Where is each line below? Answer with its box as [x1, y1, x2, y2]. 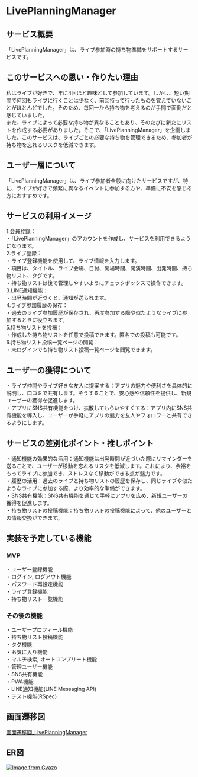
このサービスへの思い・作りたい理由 [6, 72, 138, 82]
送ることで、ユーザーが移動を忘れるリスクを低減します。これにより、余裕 [6, 462, 186, 469]
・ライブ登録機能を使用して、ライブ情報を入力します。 [6, 257, 140, 264]
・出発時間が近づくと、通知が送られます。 [6, 295, 109, 302]
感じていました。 [6, 111, 48, 119]
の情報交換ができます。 [6, 514, 63, 522]
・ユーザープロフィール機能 [6, 626, 73, 634]
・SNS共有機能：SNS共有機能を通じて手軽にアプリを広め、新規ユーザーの [6, 492, 188, 499]
